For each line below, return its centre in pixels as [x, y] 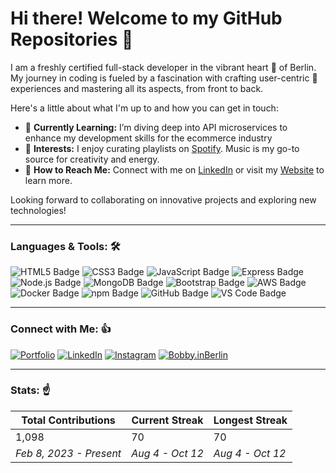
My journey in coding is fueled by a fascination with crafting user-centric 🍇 [164, 78]
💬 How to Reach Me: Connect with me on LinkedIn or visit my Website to [174, 169]
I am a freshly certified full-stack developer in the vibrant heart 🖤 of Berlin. [163, 67]
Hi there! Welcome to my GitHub [146, 18]
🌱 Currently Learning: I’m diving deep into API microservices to [156, 127]
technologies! [38, 210]
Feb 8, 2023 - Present [68, 453]
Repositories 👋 [72, 39]
